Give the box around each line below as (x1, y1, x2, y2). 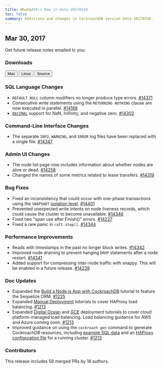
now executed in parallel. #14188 (12, 105, 78, 111)
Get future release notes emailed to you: (5, 47, 86, 53)
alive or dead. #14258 (12, 167, 56, 173)
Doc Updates (5, 277, 36, 284)
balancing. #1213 (12, 304, 46, 310)
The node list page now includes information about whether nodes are (12, 162, 153, 168)
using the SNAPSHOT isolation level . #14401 (12, 201, 95, 206)
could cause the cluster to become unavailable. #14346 (12, 211, 124, 217)
